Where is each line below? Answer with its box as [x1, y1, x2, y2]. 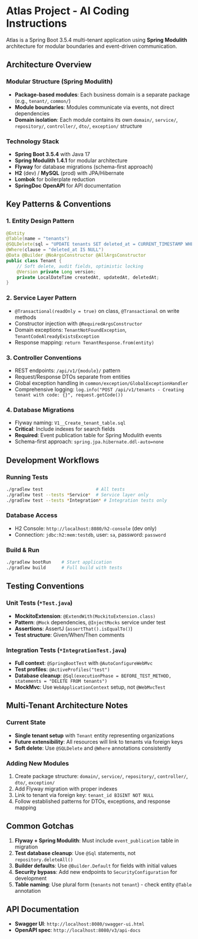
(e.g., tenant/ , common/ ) [14, 97, 71, 104]
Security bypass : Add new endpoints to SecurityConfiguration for [14, 868, 177, 875]
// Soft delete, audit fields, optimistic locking [16, 263, 144, 269]
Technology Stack [6, 137, 60, 146]
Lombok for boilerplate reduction [14, 176, 95, 183]
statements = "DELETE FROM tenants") [14, 678, 108, 684]
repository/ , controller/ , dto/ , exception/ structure [14, 122, 143, 130]
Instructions [6, 17, 67, 30]
